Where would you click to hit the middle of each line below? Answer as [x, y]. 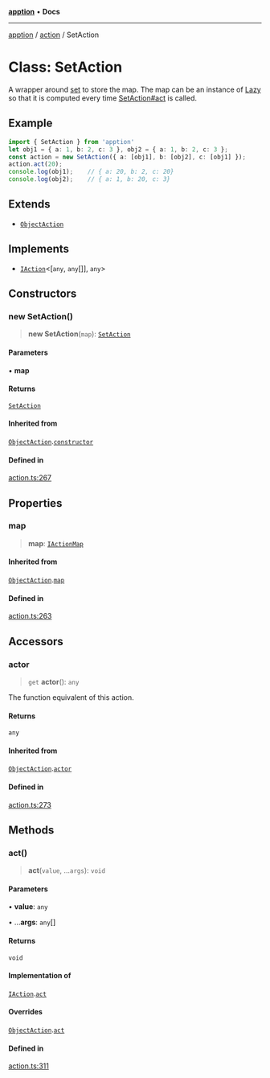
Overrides [25, 1012]
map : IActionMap [56, 543]
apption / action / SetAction [54, 35]
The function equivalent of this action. [71, 697]
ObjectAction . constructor [51, 441]
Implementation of [40, 976]
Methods [31, 830]
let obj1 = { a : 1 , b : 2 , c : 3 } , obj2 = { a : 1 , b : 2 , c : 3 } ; [119, 149]
